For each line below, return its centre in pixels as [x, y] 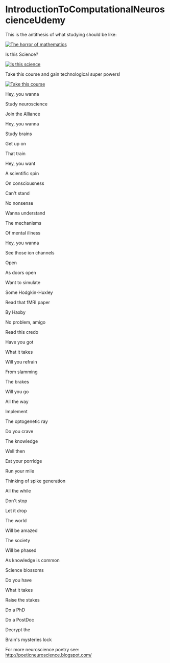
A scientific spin [22, 173]
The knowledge [22, 441]
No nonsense [19, 203]
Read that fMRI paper [28, 302]
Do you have [19, 580]
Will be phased [21, 550]
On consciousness [25, 183]
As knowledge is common [32, 560]
